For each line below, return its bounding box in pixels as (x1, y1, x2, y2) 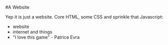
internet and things (12, 29, 52, 34)
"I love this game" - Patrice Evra (12, 34, 80, 40)
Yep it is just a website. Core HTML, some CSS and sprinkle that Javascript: (5, 14, 163, 19)
